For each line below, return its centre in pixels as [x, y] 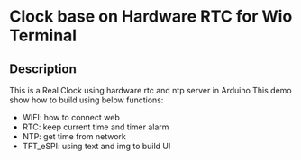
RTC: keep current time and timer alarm [96, 127]
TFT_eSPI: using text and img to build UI [96, 146]
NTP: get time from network [74, 136]
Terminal [43, 36]
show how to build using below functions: [87, 100]
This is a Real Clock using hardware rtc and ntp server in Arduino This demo [150, 90]
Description [43, 69]
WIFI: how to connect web [71, 117]
